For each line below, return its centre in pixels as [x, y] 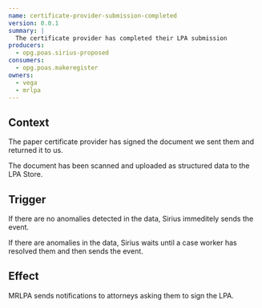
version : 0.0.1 [34, 23]
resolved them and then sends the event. [76, 251]
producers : [26, 46]
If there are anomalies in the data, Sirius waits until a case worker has [123, 242]
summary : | [26, 30]
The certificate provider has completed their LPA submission [121, 38]
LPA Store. [26, 174]
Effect [24, 276]
